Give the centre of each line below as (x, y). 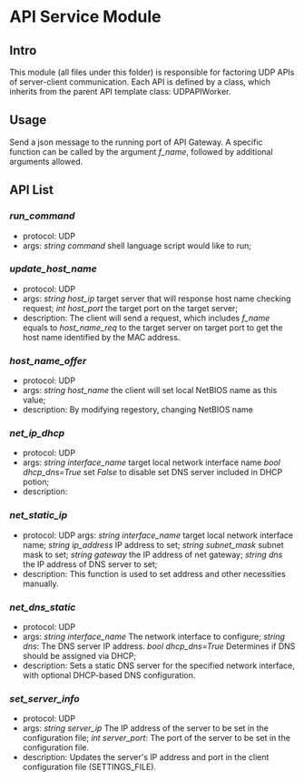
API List (32, 190)
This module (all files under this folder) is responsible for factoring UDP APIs (152, 72)
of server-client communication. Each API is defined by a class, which (140, 82)
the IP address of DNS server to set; (90, 564)
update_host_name (53, 269)
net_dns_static (43, 607)
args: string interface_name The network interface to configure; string (154, 636)
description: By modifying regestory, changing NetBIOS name (138, 410)
